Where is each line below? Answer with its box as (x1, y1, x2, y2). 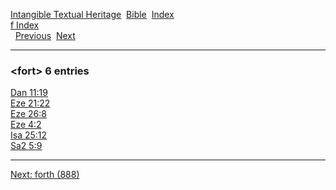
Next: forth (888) (10, 169, 80, 181)
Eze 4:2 (10, 119, 42, 131)
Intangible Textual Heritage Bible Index (10, 9, 175, 20)
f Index (10, 19, 40, 31)
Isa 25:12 (10, 129, 48, 141)
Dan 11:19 (10, 87, 48, 99)
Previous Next (14, 30, 76, 41)
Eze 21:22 (10, 97, 51, 109)
